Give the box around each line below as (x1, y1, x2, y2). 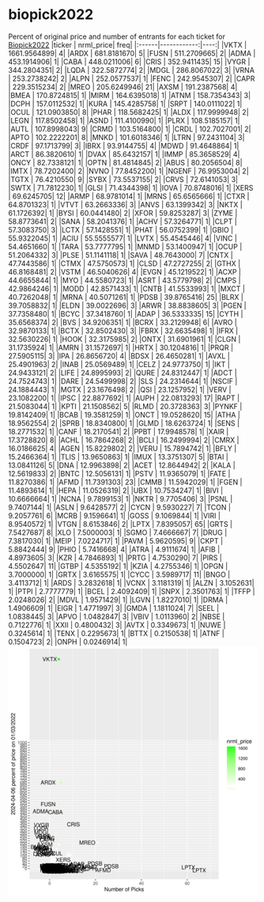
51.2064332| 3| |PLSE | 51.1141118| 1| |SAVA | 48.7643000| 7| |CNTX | (8, 250, 233, 260)
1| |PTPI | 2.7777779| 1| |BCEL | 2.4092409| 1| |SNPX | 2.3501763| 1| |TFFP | (8, 586, 255, 596)
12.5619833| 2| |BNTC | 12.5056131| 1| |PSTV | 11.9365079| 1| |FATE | (8, 468, 231, 478)
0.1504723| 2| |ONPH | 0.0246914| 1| (8, 637, 128, 646)
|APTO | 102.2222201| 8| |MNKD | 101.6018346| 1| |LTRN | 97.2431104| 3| (8, 132, 245, 142)
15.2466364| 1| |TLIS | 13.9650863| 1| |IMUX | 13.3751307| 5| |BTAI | (8, 452, 229, 461)
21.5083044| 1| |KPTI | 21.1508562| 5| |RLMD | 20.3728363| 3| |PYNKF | (8, 401, 243, 411)
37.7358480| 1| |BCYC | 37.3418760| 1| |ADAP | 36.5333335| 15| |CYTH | (8, 309, 243, 318)
